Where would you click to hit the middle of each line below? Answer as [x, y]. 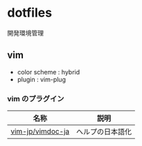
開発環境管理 [25, 33]
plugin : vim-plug [41, 79]
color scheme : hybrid [48, 72]
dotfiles [30, 13]
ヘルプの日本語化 [104, 132]
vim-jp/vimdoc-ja [40, 131]
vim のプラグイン [36, 99]
